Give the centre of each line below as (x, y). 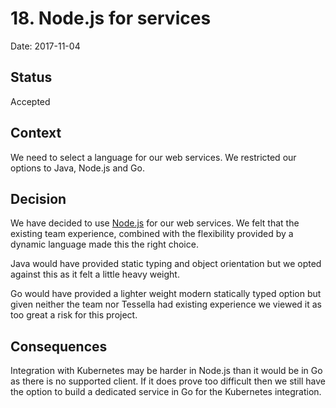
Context (36, 133)
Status (31, 77)
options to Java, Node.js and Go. (77, 168)
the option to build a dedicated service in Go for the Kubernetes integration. (166, 392)
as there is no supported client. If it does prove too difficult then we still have (168, 381)
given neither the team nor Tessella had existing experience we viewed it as (166, 304)
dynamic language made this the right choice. (104, 244)
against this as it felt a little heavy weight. (95, 274)
